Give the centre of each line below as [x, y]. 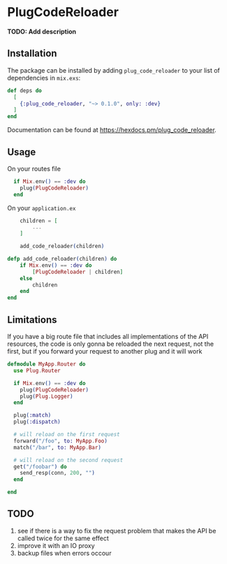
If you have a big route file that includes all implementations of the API [108, 337]
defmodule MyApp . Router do [46, 364]
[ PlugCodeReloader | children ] [78, 272]
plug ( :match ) [32, 415]
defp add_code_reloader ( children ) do [62, 259]
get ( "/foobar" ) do [41, 467]
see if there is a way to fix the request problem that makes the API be [117, 530]
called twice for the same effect [63, 538]
